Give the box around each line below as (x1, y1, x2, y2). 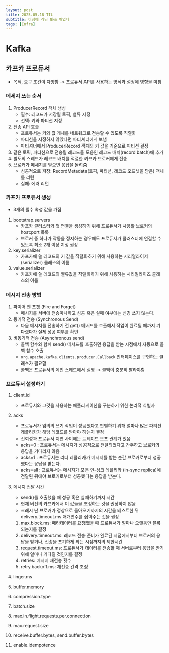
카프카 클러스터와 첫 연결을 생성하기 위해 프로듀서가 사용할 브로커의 (20, 223, 152, 229)
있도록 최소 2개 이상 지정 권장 (20, 241, 78, 247)
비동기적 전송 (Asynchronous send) (13, 335, 85, 341)
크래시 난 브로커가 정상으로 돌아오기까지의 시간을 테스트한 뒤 (20, 507, 139, 514)
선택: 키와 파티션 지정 (20, 117, 62, 123)
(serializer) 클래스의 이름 (20, 259, 70, 265)
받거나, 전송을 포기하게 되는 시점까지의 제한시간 (30, 539, 123, 545)
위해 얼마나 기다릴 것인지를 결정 (20, 551, 82, 557)
